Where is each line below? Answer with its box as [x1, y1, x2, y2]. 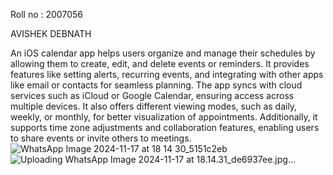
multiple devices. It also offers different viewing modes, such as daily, [10, 100, 298, 112]
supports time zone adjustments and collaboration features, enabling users [10, 122, 320, 133]
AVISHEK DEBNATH [10, 28, 92, 39]
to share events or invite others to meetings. [10, 132, 192, 144]
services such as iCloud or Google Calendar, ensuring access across [10, 90, 295, 101]
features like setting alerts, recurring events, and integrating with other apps [10, 69, 324, 80]
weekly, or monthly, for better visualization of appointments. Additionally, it [10, 111, 318, 123]
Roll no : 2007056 [10, 9, 83, 20]
